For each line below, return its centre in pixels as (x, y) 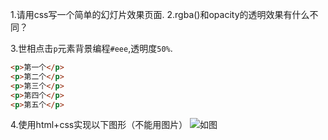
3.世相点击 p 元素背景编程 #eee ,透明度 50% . (91, 48)
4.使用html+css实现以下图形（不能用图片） (99, 125)
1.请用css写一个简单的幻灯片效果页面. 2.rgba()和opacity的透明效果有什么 (160, 14)
